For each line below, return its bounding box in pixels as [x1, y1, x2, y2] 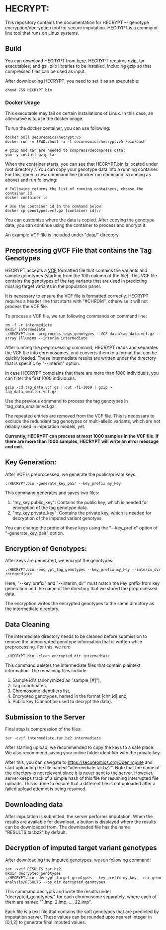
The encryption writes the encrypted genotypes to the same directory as [5, 601, 155, 607]
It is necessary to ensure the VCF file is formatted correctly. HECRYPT [5, 293, 149, 299]
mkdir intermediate [5, 327, 46, 332]
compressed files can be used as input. [5, 68, 86, 74]
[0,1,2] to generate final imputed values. [5, 919, 86, 925]
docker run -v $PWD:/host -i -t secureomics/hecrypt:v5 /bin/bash [5, 139, 146, 144]
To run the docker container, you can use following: [5, 125, 111, 131]
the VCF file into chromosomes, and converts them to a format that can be [5, 349, 158, 356]
